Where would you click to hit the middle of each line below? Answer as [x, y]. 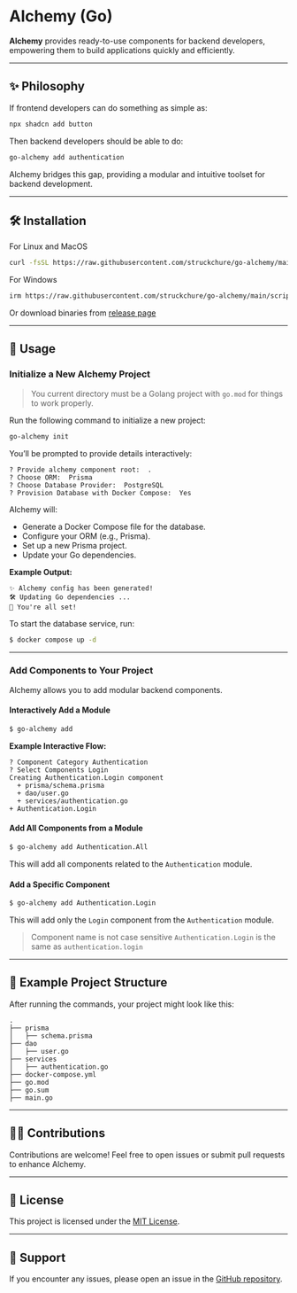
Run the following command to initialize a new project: [107, 420]
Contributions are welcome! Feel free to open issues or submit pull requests [147, 1155]
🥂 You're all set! [43, 607]
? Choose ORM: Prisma [51, 477]
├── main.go [31, 1098]
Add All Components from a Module [76, 828]
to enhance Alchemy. [48, 1164]
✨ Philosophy [47, 86]
